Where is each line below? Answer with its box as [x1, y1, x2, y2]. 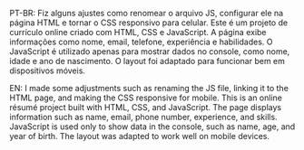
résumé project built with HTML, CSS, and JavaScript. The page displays [9, 102, 282, 112]
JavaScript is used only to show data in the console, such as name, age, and [9, 121, 296, 132]
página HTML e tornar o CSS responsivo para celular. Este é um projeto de [9, 17, 289, 28]
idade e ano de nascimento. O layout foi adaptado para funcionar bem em [9, 56, 286, 66]
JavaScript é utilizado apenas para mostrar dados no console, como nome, [9, 46, 290, 57]
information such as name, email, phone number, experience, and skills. [9, 112, 279, 122]
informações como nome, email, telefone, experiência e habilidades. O [9, 36, 274, 47]
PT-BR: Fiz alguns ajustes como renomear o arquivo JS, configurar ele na [9, 8, 284, 18]
